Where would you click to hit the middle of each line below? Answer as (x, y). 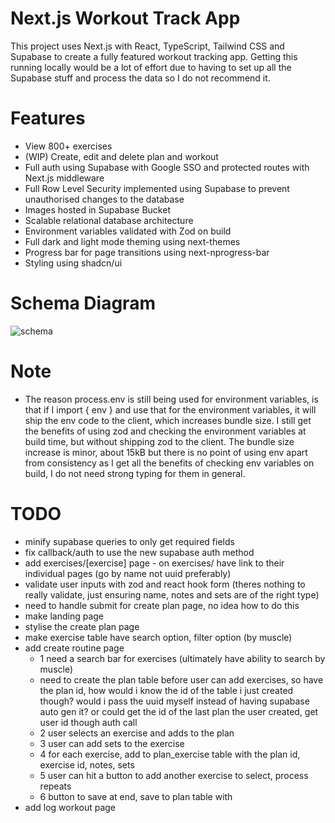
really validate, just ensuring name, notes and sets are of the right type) (172, 594)
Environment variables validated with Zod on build (128, 231)
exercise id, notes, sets (87, 764)
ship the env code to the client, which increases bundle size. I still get (168, 420)
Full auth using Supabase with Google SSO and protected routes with (167, 167)
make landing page (64, 616)
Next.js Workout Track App (125, 18)
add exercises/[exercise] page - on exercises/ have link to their (154, 563)
